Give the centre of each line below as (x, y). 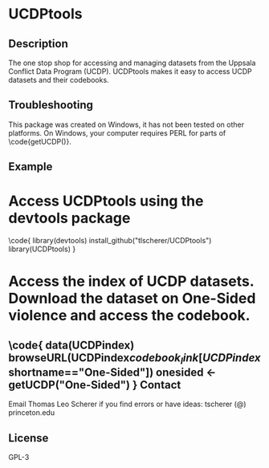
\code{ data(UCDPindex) (71, 345)
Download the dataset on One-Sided (132, 299)
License (29, 438)
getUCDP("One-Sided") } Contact (95, 385)
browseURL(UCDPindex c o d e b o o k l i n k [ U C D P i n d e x (134, 358)
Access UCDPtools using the (106, 201)
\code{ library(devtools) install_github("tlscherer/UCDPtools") (110, 241)
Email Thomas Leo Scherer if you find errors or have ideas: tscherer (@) (127, 404)
